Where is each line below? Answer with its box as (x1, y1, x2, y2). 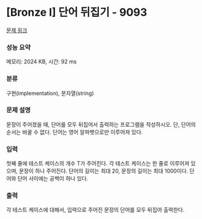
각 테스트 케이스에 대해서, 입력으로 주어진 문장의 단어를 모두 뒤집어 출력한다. (6, 206, 185, 214)
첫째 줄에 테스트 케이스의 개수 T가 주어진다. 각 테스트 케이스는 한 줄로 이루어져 (6, 160, 190, 167)
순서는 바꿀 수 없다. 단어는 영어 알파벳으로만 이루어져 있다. (6, 128, 143, 136)
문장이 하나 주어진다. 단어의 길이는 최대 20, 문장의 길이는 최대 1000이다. (19, 167, 189, 175)
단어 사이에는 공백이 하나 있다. (17, 175, 89, 182)
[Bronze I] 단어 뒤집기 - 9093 (6, 5, 148, 19)
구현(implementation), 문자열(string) (6, 89, 95, 97)
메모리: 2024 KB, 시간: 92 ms (6, 58, 77, 65)
